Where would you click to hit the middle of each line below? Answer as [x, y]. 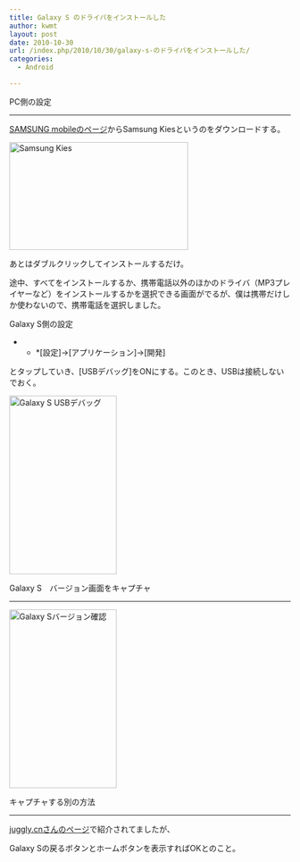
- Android [35, 68]
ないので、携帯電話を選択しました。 [99, 305]
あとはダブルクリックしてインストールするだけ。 [99, 264]
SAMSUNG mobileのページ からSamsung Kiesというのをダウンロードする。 [147, 129]
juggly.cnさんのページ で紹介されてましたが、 [92, 829]
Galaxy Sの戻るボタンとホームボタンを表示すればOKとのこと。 [125, 848]
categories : [31, 59]
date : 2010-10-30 [42, 42]
